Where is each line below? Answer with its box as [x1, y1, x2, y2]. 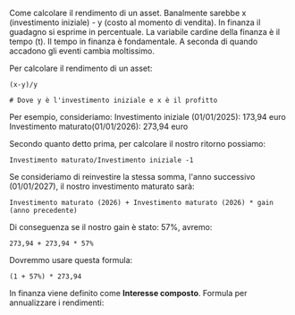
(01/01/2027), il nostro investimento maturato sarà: [9, 181, 195, 192]
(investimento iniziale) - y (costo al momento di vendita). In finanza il [9, 17, 261, 28]
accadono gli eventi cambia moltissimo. [9, 46, 155, 56]
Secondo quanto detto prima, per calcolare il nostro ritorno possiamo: [9, 139, 266, 149]
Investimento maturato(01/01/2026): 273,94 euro [9, 121, 189, 132]
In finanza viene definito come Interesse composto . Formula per [9, 288, 248, 298]
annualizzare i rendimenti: [9, 297, 105, 308]
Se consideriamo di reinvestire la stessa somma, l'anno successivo [9, 172, 256, 182]
